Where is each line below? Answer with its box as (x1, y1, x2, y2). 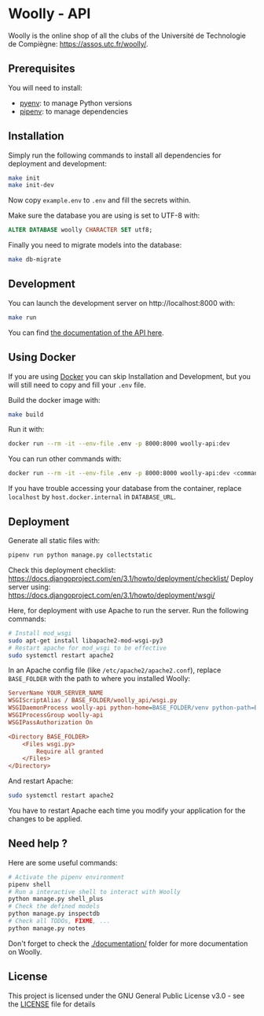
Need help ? (8, 837, 68, 850)
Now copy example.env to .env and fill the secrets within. (8, 195, 191, 205)
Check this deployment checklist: (8, 565, 116, 575)
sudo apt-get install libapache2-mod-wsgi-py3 (8, 636, 163, 645)
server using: (8, 582, 51, 591)
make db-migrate (8, 255, 61, 264)
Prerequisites (8, 62, 75, 76)
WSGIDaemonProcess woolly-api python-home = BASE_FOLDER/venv (8, 704, 210, 712)
